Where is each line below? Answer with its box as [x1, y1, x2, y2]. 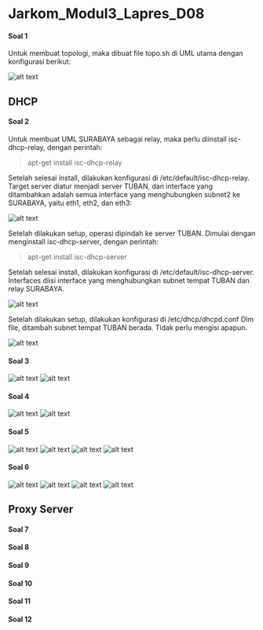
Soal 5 [8, 427, 29, 436]
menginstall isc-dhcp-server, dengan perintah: [8, 236, 159, 246]
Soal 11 [8, 596, 31, 606]
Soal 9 [8, 560, 30, 570]
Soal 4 [8, 391, 30, 401]
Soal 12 [8, 614, 32, 624]
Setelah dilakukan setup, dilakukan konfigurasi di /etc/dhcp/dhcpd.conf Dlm [8, 314, 254, 324]
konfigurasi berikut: [8, 57, 71, 67]
